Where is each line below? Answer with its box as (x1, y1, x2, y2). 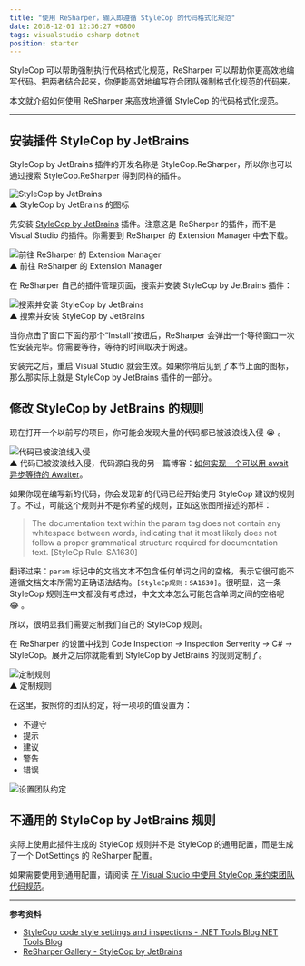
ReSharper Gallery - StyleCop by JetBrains (22, 946, 183, 957)
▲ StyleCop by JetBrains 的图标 (9, 199, 130, 210)
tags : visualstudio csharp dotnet (9, 30, 141, 39)
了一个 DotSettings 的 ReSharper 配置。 (9, 850, 158, 861)
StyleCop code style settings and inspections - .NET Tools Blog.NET (22, 926, 279, 937)
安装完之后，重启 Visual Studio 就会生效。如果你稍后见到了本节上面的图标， (9, 361, 293, 372)
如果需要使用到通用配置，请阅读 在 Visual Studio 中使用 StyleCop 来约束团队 (9, 869, 295, 880)
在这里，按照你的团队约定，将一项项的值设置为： (9, 699, 192, 710)
